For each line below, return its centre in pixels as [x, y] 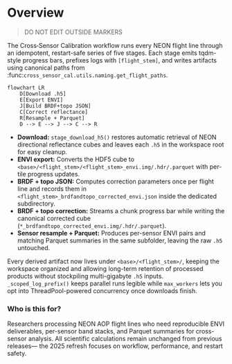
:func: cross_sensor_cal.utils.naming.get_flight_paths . [88, 75]
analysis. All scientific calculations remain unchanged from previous [125, 339]
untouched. [34, 247]
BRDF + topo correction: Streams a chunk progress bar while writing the [121, 210]
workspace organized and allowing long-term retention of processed [105, 268]
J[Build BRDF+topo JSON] [55, 106]
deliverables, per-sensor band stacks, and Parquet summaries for [101, 331]
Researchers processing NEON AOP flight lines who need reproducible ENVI [116, 324]
